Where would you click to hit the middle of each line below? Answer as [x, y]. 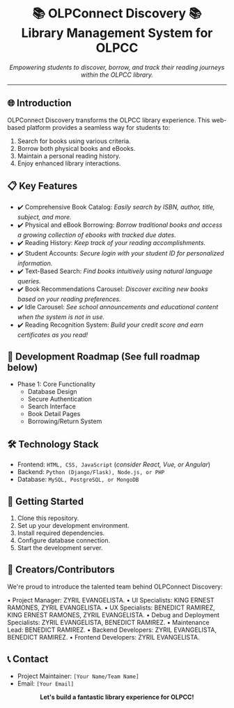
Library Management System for [117, 33]
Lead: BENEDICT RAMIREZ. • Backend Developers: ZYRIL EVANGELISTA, [112, 630]
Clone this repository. [48, 518]
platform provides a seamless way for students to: [99, 127]
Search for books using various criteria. [74, 141]
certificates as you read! [53, 334]
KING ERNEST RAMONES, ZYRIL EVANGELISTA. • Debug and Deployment [114, 614]
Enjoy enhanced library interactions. [69, 163]
